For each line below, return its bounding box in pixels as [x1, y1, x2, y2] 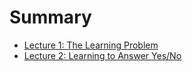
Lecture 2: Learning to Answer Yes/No [23, 49, 182, 61]
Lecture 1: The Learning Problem [23, 39, 159, 51]
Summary [9, 6, 92, 29]
